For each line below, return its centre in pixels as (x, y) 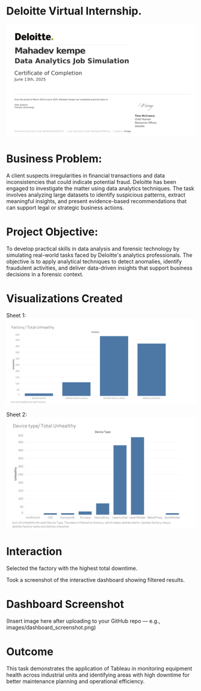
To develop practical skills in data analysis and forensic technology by (93, 249)
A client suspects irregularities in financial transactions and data (86, 175)
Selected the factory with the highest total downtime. (72, 568)
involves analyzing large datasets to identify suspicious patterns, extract (96, 195)
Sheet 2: (17, 415)
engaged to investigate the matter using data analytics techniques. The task (100, 189)
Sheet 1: (16, 315)
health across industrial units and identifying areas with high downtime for (98, 675)
